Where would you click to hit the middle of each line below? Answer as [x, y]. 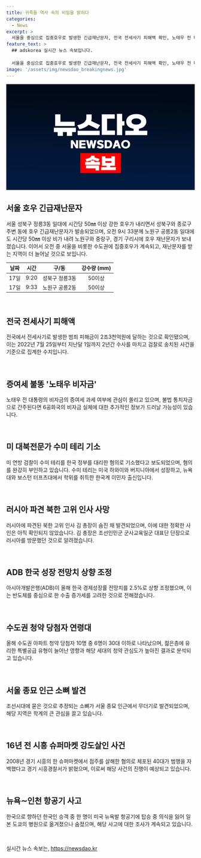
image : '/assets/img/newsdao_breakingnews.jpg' [67, 69]
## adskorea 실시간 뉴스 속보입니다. [52, 51]
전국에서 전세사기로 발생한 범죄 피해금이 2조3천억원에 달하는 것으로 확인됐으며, [98, 337]
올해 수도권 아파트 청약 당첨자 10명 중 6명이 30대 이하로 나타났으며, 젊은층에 [95, 643]
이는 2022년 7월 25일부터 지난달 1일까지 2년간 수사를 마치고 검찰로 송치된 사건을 [100, 345]
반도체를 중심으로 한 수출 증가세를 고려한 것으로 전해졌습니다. [83, 595]
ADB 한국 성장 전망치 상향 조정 [59, 572]
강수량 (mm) [97, 268]
